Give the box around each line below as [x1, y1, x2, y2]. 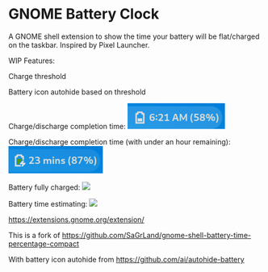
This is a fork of [8, 230, 61, 240]
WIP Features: [8, 56, 55, 65]
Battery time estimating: [8, 199, 88, 208]
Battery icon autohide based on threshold [8, 86, 147, 97]
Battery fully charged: [8, 182, 81, 192]
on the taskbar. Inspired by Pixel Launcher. [8, 40, 150, 49]
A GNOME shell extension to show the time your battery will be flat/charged [8, 31, 260, 41]
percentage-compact [8, 239, 79, 249]
